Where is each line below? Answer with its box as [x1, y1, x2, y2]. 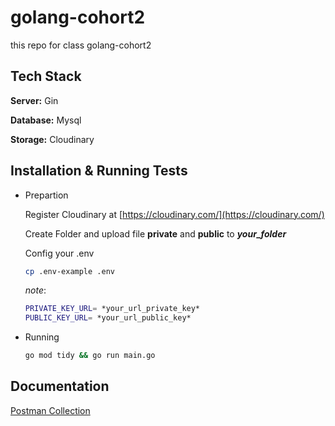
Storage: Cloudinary [10, 133, 95, 145]
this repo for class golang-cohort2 [10, 39, 152, 51]
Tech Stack [10, 68, 82, 85]
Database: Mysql [10, 114, 82, 126]
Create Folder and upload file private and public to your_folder [24, 227, 287, 240]
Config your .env [24, 247, 95, 259]
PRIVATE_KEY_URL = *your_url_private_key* [24, 304, 201, 314]
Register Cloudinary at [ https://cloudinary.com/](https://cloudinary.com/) [24, 208, 325, 220]
